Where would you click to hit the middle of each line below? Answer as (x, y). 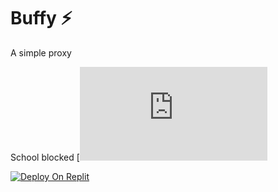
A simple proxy (41, 52)
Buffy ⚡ (41, 18)
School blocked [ (45, 157)
